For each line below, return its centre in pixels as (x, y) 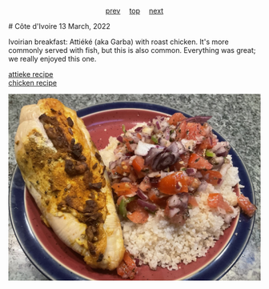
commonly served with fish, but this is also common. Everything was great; (132, 50)
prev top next (134, 11)
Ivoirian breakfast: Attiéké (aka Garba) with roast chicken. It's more (119, 42)
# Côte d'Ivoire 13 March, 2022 (59, 26)
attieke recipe (31, 74)
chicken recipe (33, 83)
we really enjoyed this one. (52, 59)
